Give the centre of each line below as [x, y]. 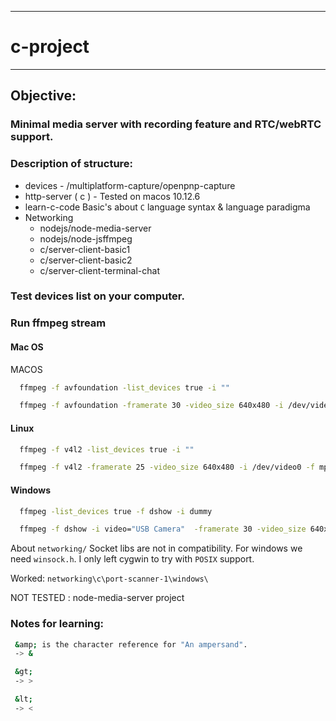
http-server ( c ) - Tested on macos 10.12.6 [112, 196]
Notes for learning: [57, 624]
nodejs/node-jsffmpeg [86, 238]
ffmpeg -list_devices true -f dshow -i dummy [116, 511]
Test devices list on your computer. [97, 296]
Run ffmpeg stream [58, 323]
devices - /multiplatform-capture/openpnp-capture [130, 185]
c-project [50, 47]
